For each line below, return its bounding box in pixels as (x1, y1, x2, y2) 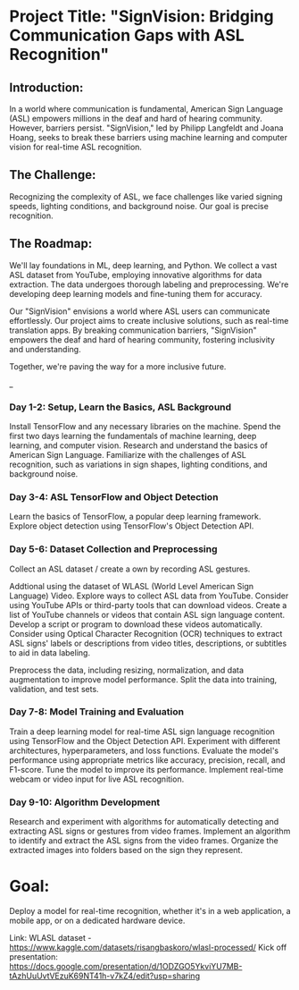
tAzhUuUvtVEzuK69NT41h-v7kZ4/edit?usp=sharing (9, 970, 201, 981)
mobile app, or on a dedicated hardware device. (9, 915, 186, 927)
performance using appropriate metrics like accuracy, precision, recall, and (9, 754, 286, 766)
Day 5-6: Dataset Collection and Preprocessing (9, 543, 218, 555)
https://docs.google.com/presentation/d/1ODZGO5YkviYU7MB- (9, 961, 243, 972)
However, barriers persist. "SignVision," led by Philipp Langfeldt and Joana (9, 123, 284, 133)
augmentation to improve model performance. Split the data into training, (9, 673, 278, 685)
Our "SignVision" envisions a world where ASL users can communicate (9, 306, 270, 317)
